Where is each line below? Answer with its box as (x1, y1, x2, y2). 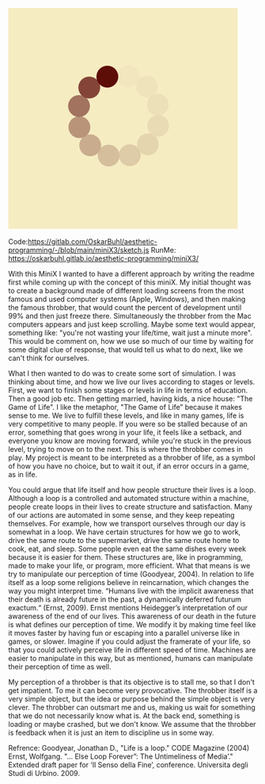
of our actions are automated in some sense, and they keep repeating (8, 511, 235, 519)
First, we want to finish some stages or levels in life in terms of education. (8, 385, 248, 395)
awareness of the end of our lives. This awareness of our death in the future (8, 611, 256, 621)
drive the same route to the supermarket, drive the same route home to (8, 536, 240, 545)
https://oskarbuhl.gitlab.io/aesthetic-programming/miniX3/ (8, 254, 199, 263)
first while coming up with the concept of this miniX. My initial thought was (8, 277, 252, 287)
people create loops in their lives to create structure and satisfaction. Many (8, 502, 253, 511)
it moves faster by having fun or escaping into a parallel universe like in (8, 629, 240, 637)
